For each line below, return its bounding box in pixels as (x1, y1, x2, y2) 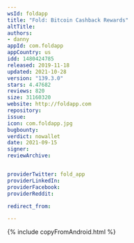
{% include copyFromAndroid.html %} (7, 228, 116, 236)
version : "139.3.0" (7, 74, 64, 82)
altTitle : (7, 23, 36, 30)
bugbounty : (7, 126, 39, 133)
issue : (7, 113, 26, 120)
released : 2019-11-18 (7, 62, 70, 69)
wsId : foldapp (7, 10, 49, 17)
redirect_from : (7, 203, 51, 210)
